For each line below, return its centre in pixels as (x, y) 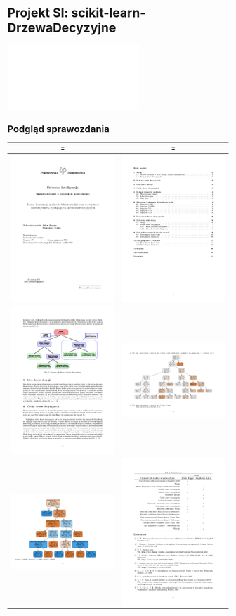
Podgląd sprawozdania (59, 129)
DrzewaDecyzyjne (62, 28)
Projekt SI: (38, 13)
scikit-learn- (109, 13)
